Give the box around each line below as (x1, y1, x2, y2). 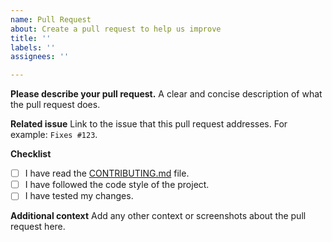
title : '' (10, 33, 52, 43)
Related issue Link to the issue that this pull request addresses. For (10, 118, 288, 130)
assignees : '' (10, 52, 70, 62)
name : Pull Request (10, 14, 92, 25)
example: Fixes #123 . (10, 129, 98, 141)
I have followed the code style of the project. (24, 179, 210, 191)
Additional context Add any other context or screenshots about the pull (10, 210, 307, 222)
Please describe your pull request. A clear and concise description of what (10, 88, 323, 100)
